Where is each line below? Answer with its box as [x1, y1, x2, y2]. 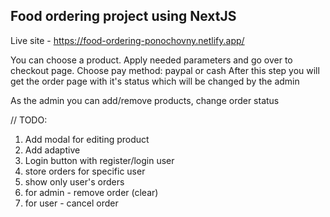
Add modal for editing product [24, 133, 150, 145]
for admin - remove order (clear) [24, 186, 159, 198]
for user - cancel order [24, 197, 119, 209]
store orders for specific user [24, 165, 146, 177]
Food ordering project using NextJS [10, 8, 237, 25]
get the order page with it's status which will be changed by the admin [10, 75, 300, 87]
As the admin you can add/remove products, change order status [10, 94, 280, 106]
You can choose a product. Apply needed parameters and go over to [10, 54, 293, 66]
